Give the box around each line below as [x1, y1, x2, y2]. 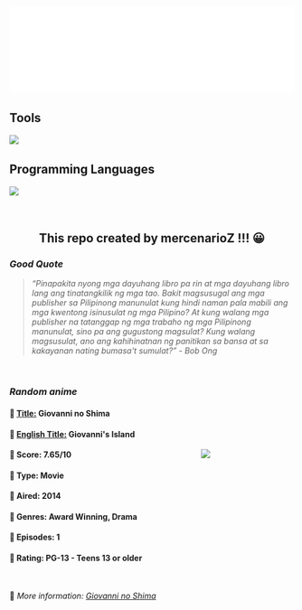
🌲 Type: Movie [9, 470, 65, 481]
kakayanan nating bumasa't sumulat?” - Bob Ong [31, 345, 218, 356]
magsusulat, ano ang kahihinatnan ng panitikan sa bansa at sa [31, 336, 269, 347]
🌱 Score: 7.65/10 [9, 449, 72, 460]
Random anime [9, 386, 78, 399]
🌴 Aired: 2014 [9, 491, 61, 502]
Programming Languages [9, 162, 156, 177]
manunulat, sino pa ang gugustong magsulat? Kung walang [31, 326, 256, 337]
